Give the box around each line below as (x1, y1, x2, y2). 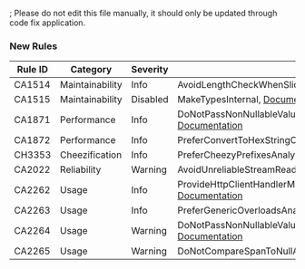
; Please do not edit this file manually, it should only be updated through (9, 8, 278, 18)
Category (70, 63, 113, 76)
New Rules (9, 40, 58, 53)
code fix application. (9, 17, 86, 28)
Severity (131, 63, 169, 76)
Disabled (131, 93, 170, 106)
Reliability (60, 163, 102, 176)
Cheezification (60, 149, 123, 161)
